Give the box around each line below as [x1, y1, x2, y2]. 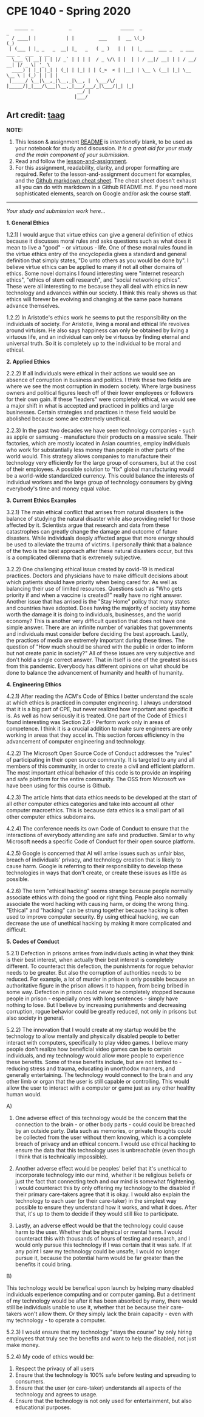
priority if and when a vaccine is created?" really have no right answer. [6, 591, 183, 599]
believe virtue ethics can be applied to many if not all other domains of [6, 263, 183, 270]
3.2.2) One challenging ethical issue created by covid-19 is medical [6, 565, 174, 573]
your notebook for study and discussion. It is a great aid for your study [15, 144, 192, 151]
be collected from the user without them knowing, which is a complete [15, 1133, 191, 1141]
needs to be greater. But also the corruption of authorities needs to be [6, 969, 182, 976]
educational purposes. [15, 1404, 72, 1411]
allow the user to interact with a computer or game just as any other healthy [6, 1084, 195, 1091]
